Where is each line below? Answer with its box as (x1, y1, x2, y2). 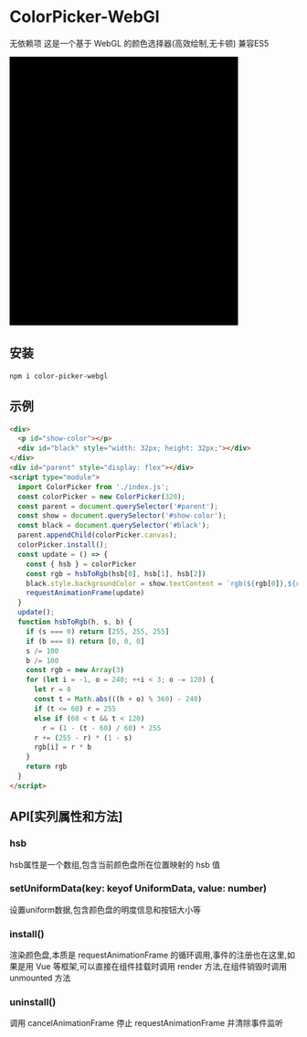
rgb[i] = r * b (33, 743, 92, 752)
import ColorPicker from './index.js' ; (17, 482, 170, 491)
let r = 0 (33, 685, 71, 694)
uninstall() (9, 996, 57, 1009)
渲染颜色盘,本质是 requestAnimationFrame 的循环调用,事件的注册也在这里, (9, 949, 288, 961)
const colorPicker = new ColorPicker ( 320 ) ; (17, 492, 185, 501)
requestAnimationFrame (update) (26, 588, 145, 598)
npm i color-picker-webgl (9, 371, 108, 380)
